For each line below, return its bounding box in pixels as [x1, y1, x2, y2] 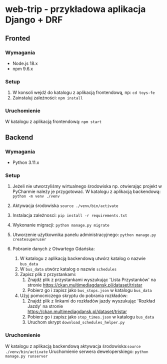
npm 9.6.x [12, 65, 33, 71]
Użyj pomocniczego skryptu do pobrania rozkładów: [19, 292, 128, 298]
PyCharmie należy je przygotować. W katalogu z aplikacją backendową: [12, 188, 161, 194]
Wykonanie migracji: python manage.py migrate [12, 222, 110, 228]
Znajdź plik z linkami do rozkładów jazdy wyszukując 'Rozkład [27, 298, 155, 304]
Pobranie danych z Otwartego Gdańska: [12, 246, 95, 252]
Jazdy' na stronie [27, 303, 63, 309]
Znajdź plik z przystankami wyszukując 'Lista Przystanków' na [27, 276, 156, 283]
